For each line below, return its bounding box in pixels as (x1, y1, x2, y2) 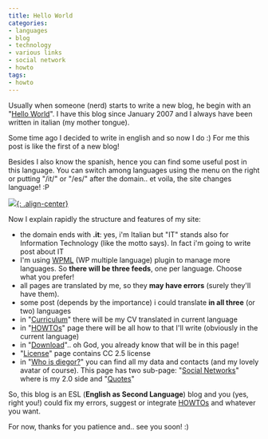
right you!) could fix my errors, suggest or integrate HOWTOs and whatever (8, 397, 257, 407)
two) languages (19, 306, 72, 315)
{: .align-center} (16, 199, 69, 208)
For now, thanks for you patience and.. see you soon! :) (8, 421, 189, 431)
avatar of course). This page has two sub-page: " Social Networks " (19, 365, 239, 375)
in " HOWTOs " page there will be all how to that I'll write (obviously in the (19, 322, 258, 332)
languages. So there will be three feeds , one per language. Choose (19, 263, 242, 273)
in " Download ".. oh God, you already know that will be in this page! (19, 340, 239, 350)
